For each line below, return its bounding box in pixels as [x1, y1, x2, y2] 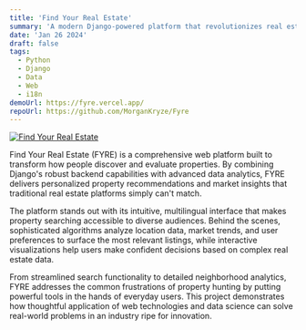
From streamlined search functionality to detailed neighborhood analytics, [9, 272, 287, 283]
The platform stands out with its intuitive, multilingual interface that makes [9, 206, 287, 217]
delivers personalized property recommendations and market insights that [9, 179, 288, 190]
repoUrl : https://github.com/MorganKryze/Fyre [9, 107, 189, 116]
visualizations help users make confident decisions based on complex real [9, 244, 289, 255]
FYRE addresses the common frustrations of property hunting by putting [9, 282, 281, 293]
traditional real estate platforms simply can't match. [9, 188, 202, 199]
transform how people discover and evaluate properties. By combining [9, 159, 274, 170]
